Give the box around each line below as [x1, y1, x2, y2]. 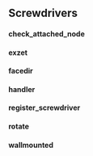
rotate [8, 121, 30, 131]
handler [8, 84, 36, 94]
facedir [8, 66, 34, 76]
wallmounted [8, 140, 54, 150]
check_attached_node [8, 28, 85, 39]
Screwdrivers [8, 6, 78, 20]
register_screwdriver [8, 103, 81, 112]
